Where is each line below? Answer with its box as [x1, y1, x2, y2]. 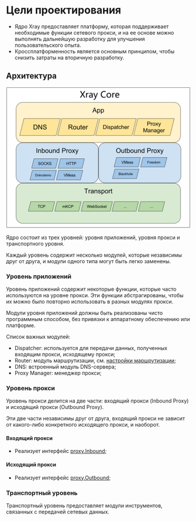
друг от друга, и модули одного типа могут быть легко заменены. [6, 257, 171, 264]
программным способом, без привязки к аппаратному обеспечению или [6, 315, 190, 322]
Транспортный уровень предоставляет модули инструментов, [6, 502, 163, 509]
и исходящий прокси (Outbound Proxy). [6, 404, 104, 411]
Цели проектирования [6, 4, 122, 17]
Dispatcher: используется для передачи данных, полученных [14, 344, 168, 352]
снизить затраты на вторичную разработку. [14, 54, 125, 61]
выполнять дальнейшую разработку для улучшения [14, 35, 145, 42]
